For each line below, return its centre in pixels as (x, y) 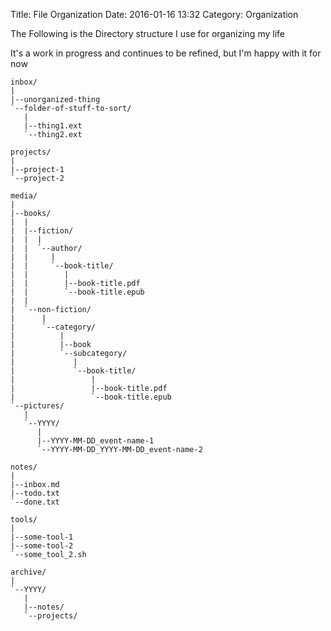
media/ (24, 196)
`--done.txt (35, 502)
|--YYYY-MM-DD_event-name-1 (95, 441)
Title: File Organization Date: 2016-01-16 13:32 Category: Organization (154, 14)
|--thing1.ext (53, 126)
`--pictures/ (37, 406)
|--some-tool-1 (42, 537)
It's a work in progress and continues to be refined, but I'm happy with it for (166, 53)
